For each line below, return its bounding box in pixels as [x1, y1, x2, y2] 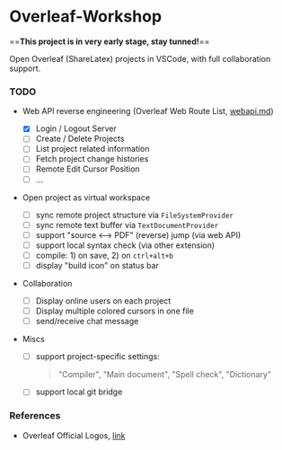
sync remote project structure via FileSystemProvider [35, 209, 234, 220]
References [9, 410, 61, 422]
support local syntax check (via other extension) [35, 240, 216, 251]
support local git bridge [35, 386, 123, 397]
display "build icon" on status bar [35, 260, 160, 270]
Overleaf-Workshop [9, 6, 163, 27]
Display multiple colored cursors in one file [35, 305, 195, 316]
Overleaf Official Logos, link [22, 429, 126, 441]
